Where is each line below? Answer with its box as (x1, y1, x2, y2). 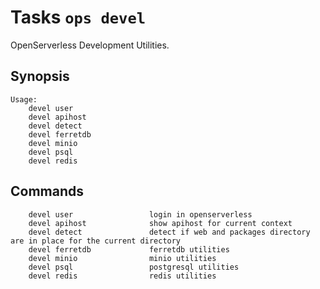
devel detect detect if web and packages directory (28, 227, 311, 237)
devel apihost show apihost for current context (28, 218, 293, 228)
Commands (10, 183, 85, 200)
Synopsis (10, 68, 70, 85)
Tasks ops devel (10, 6, 147, 29)
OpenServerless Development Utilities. (10, 39, 170, 51)
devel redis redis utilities (28, 271, 217, 281)
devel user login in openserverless (28, 209, 253, 220)
